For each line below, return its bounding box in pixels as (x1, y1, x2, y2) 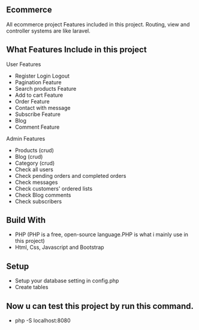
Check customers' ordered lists (14, 185, 93, 192)
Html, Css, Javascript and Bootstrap (14, 243, 104, 251)
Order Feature (14, 97, 50, 105)
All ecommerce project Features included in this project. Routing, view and (6, 20, 190, 28)
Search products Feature (14, 85, 77, 92)
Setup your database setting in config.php (14, 277, 119, 284)
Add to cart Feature (14, 91, 64, 99)
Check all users (14, 165, 54, 173)
